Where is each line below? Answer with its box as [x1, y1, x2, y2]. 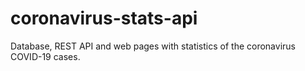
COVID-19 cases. [10, 50, 81, 62]
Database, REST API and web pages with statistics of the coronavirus [10, 40, 296, 52]
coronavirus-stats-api [10, 7, 198, 30]
